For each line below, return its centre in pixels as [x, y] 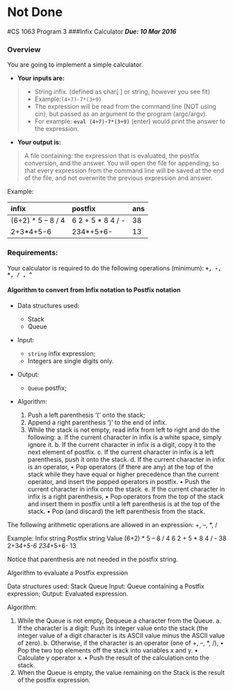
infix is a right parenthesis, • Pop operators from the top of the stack [126, 496]
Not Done [35, 12]
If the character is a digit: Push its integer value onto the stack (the [113, 628]
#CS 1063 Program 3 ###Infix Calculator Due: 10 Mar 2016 [92, 31]
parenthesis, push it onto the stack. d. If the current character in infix [126, 459]
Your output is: [39, 142]
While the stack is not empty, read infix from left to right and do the [124, 430]
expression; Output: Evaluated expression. [68, 593]
